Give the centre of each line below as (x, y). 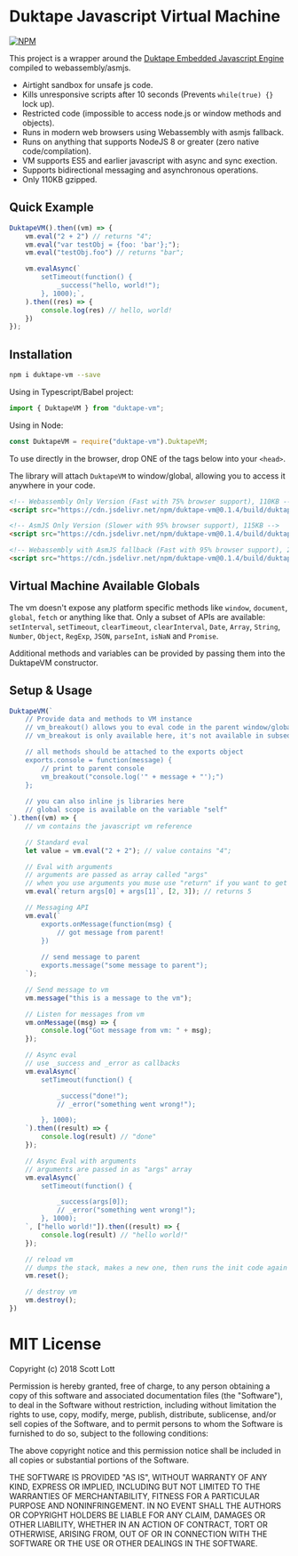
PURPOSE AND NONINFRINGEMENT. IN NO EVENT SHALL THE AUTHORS (145, 1505)
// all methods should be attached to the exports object (134, 752)
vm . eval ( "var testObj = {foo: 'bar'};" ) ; (102, 245)
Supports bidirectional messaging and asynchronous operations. (140, 170)
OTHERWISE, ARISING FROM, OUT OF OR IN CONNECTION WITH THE (138, 1534)
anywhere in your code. (52, 485)
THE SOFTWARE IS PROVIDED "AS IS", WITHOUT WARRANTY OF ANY (138, 1477)
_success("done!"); (92, 1096)
